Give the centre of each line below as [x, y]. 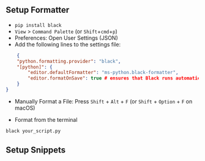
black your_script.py [33, 131]
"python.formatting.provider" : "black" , [69, 61]
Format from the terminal [46, 119]
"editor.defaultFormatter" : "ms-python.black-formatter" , [103, 73]
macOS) [25, 108]
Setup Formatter [38, 10]
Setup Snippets [36, 150]
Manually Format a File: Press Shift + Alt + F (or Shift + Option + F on [103, 101]
